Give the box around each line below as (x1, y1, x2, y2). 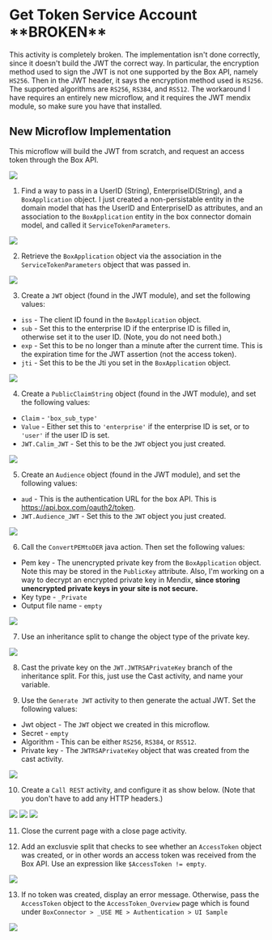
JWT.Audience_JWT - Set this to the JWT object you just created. (20, 511, 227, 521)
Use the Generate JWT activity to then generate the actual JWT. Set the (20, 695, 256, 705)
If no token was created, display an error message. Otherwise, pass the (20, 889, 260, 900)
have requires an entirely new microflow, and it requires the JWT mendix (9, 92, 251, 102)
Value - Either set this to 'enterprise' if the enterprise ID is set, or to (20, 421, 250, 431)
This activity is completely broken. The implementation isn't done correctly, (9, 49, 261, 59)
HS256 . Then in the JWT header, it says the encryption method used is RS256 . (9, 75, 264, 85)
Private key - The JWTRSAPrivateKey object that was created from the (20, 745, 250, 755)
